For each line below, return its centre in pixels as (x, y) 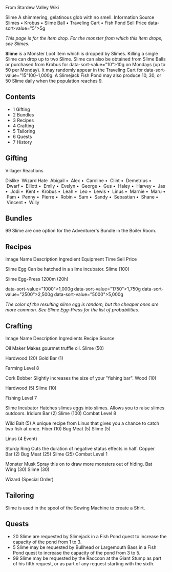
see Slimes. (17, 44)
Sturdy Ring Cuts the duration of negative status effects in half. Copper (80, 449)
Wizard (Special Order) (29, 480)
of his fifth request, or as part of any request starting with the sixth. (83, 563)
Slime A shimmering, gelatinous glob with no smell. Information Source (80, 17)
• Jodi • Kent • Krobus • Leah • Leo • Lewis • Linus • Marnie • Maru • (85, 191)
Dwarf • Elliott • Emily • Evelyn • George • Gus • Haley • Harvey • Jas (86, 186)
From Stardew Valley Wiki (32, 7)
